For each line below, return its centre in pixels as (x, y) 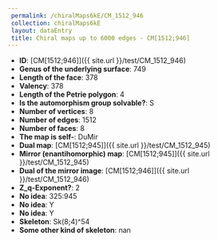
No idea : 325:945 (48, 196)
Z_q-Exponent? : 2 (50, 188)
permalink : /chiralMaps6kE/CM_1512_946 (77, 16)
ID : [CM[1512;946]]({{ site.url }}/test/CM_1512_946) (103, 61)
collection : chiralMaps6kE (56, 23)
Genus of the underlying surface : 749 (83, 69)
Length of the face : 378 (58, 77)
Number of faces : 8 (52, 128)
